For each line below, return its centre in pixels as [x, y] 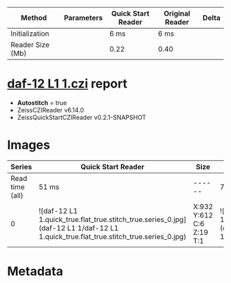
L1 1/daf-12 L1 [93, 227]
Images [29, 145]
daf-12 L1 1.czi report [67, 84]
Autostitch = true [42, 103]
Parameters [84, 18]
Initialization [30, 34]
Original [177, 13]
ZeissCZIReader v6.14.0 [51, 110]
